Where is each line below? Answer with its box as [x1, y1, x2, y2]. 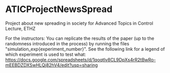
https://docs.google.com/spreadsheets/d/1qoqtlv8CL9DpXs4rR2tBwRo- [5, 56, 156, 62]
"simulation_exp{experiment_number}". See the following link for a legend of [5, 46, 165, 52]
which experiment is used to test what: [5, 51, 86, 57]
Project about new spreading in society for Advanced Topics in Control [5, 20, 153, 26]
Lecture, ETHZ [5, 25, 36, 31]
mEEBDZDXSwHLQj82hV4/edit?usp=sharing [5, 62, 98, 68]
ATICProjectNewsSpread [5, 4, 113, 15]
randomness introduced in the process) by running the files [5, 40, 129, 46]
